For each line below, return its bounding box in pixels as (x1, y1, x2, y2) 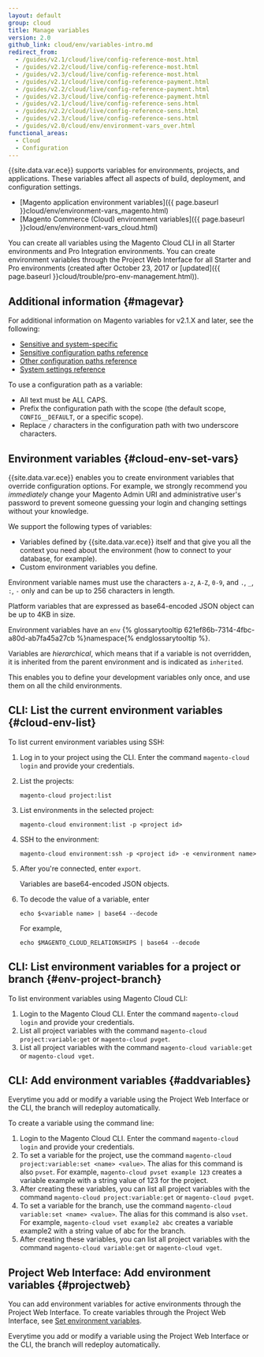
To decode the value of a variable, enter (19, 894, 150, 904)
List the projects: (19, 776, 75, 785)
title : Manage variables (8, 26, 90, 34)
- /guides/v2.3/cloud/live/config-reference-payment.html (15, 93, 210, 100)
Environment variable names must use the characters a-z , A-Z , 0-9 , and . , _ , (8, 578, 254, 587)
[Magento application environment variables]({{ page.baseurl (19, 198, 219, 207)
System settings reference (19, 365, 106, 374)
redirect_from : (8, 48, 58, 56)
